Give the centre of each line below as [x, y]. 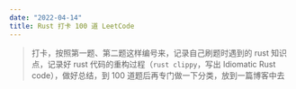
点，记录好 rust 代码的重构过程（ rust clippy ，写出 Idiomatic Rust [153, 64]
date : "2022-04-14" [46, 18]
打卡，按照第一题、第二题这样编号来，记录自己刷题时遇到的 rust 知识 [159, 53]
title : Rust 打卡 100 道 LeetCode [72, 26]
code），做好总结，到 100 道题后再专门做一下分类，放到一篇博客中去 [158, 75]
